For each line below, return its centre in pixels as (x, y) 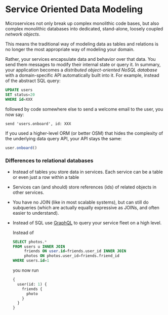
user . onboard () (21, 148)
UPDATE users (19, 90)
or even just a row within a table (46, 177)
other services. (28, 192)
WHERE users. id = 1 (31, 261)
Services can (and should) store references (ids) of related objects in (85, 187)
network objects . (23, 34)
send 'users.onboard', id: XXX (38, 124)
